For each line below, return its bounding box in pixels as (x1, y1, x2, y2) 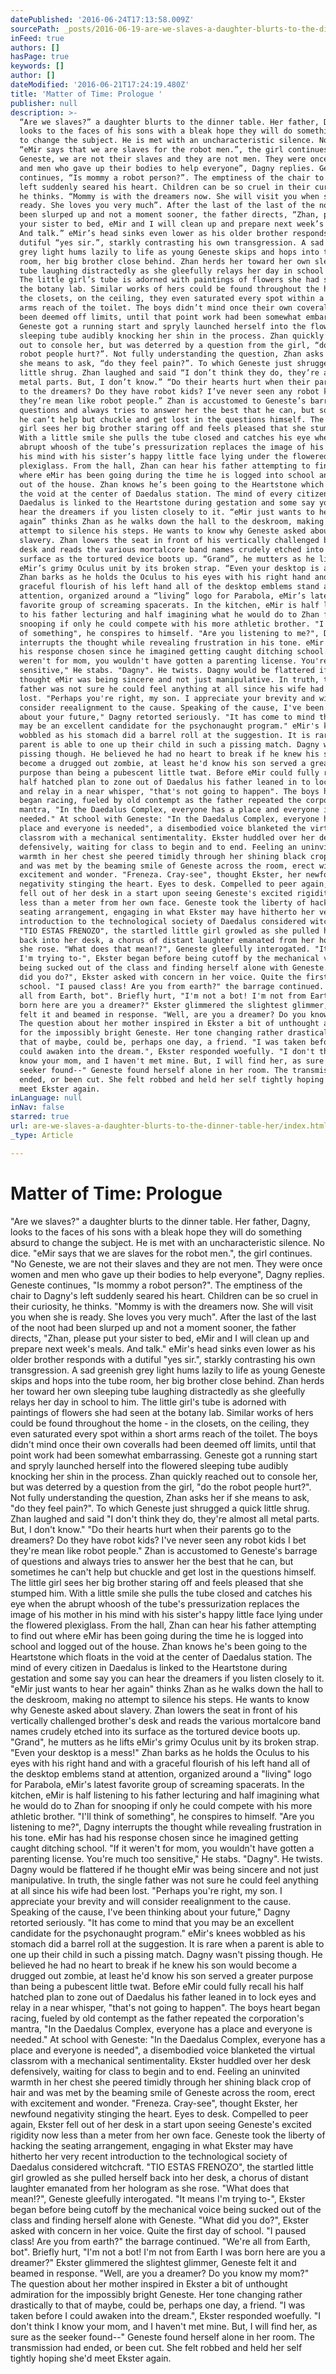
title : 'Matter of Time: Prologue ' (10, 89, 163, 99)
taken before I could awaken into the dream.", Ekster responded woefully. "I (10, 2309, 322, 2321)
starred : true (10, 1112, 70, 1122)
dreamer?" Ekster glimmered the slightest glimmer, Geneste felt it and (10, 2256, 297, 2268)
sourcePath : (10, 24, 60, 34)
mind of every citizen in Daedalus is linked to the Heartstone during (10, 1661, 288, 1673)
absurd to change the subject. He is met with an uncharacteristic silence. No (10, 1236, 325, 1248)
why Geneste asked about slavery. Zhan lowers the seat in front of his (10, 1704, 298, 1716)
